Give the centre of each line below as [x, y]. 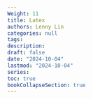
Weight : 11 [23, 14]
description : [26, 46]
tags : [15, 40]
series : [19, 72]
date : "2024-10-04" [36, 59]
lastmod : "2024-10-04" [40, 66]
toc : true [22, 78]
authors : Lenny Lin [36, 26]
